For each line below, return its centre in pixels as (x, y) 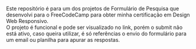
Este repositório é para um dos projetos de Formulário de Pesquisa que (93, 9)
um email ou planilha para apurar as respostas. (63, 40)
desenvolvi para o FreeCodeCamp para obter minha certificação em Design (98, 15)
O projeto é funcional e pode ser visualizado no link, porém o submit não (94, 27)
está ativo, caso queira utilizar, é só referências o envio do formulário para (97, 34)
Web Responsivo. (27, 21)
